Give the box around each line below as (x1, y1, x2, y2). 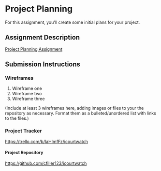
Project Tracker (5, 128, 42, 134)
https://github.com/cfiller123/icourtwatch (5, 160, 87, 166)
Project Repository (5, 150, 44, 156)
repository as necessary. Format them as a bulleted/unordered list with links (5, 110, 156, 116)
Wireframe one (12, 85, 42, 91)
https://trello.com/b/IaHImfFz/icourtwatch (5, 139, 88, 144)
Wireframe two (12, 91, 42, 97)
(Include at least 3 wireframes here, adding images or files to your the (5, 105, 144, 111)
